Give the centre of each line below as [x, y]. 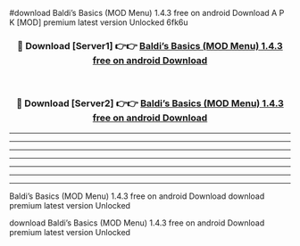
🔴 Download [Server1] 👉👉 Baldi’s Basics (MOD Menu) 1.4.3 [150, 45]
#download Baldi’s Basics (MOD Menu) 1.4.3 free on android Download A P [147, 13]
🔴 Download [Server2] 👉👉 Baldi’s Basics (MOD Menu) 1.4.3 [150, 103]
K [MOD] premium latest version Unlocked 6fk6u [99, 22]
